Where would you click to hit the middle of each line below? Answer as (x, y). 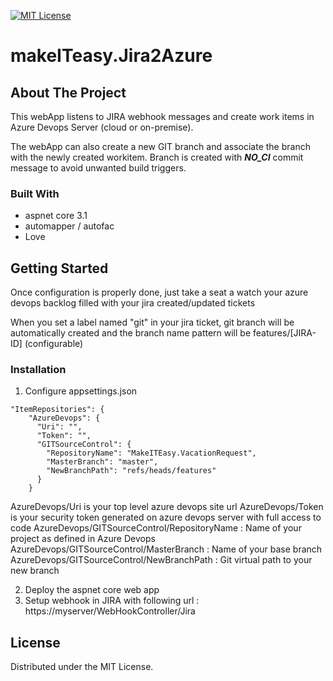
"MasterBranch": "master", (102, 462)
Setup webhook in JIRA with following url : (112, 601)
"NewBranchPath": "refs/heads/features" (131, 471)
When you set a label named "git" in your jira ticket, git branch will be (152, 322)
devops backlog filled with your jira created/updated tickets (133, 303)
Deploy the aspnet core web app (92, 590)
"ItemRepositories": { (57, 410)
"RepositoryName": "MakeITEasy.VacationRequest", (151, 453)
